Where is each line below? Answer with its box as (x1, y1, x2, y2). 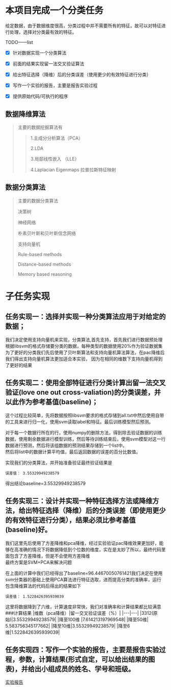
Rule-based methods (17, 251, 62, 257)
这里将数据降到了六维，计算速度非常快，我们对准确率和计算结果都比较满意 (5, 604, 161, 610)
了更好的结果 (5, 362, 32, 368)
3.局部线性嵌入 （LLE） (30, 156, 80, 162)
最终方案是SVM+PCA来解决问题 (5, 559, 72, 565)
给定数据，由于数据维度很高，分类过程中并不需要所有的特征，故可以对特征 (5, 22, 161, 29)
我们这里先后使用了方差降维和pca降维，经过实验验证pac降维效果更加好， (5, 540, 159, 546)
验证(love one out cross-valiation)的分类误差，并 (5, 388, 161, 397)
